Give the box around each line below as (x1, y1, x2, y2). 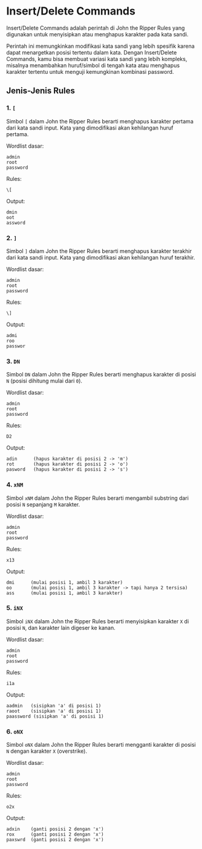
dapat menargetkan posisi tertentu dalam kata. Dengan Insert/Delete (6, 48, 177, 56)
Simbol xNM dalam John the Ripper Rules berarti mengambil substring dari (6, 494, 189, 502)
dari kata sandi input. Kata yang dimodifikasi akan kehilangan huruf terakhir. (6, 254, 195, 261)
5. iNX (6, 604, 23, 612)
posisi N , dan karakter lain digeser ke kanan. (6, 624, 116, 631)
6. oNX (6, 727, 24, 736)
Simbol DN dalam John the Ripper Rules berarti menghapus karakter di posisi (6, 371, 197, 378)
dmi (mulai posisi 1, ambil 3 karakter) (6, 579, 123, 585)
